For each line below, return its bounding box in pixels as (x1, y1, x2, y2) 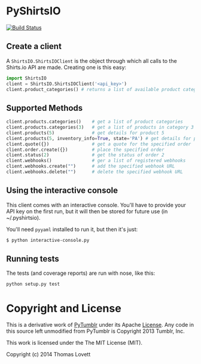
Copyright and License (6, 301, 121, 315)
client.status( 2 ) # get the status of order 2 (6, 152, 165, 158)
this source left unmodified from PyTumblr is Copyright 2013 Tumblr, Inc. (6, 327, 185, 335)
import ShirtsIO (6, 75, 47, 81)
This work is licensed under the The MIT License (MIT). (6, 339, 142, 347)
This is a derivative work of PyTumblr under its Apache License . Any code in (6, 321, 194, 329)
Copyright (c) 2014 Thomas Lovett (6, 351, 91, 358)
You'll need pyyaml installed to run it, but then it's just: (6, 226, 138, 233)
